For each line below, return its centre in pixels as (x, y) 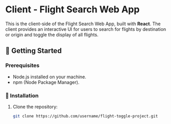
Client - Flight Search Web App (72, 10)
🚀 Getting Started (34, 51)
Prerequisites (22, 65)
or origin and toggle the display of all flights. (52, 34)
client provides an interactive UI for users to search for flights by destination (86, 29)
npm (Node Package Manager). (46, 82)
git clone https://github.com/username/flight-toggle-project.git (85, 116)
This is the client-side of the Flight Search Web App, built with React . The (83, 24)
